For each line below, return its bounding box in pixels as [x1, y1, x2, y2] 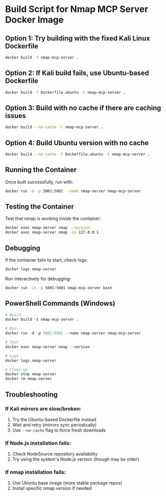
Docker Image [5, 14, 64, 25]
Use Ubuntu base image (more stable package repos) [12, 480, 123, 486]
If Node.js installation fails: [5, 440, 71, 447]
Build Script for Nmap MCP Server [5, 3, 148, 15]
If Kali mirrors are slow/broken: [5, 405, 82, 412]
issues [5, 111, 26, 120]
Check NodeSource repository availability [12, 451, 98, 457]
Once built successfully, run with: [5, 179, 74, 185]
